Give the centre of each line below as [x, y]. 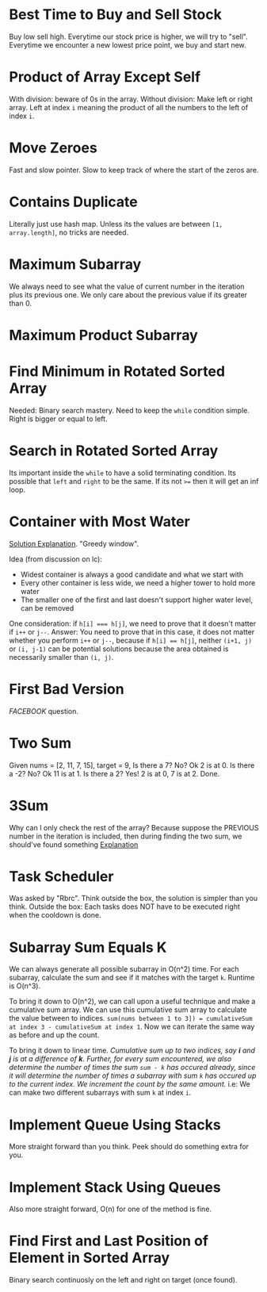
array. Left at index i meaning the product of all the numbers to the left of [129, 107]
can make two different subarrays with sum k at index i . [100, 1093]
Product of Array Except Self [105, 77]
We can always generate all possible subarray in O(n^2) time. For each [124, 969]
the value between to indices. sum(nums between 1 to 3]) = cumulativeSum [131, 1018]
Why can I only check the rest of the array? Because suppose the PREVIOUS [134, 827]
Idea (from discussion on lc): [55, 559]
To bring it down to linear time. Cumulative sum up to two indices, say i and [132, 1050]
